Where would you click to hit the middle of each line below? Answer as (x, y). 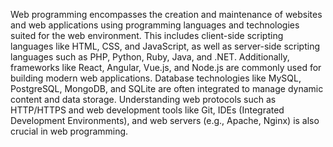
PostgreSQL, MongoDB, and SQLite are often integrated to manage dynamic (167, 88)
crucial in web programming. (69, 131)
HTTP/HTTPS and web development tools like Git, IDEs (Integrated (147, 110)
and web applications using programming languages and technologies (155, 25)
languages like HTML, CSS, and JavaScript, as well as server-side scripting (165, 46)
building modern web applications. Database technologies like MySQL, (156, 78)
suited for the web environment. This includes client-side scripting (147, 35)
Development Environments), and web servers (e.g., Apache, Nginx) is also (165, 120)
